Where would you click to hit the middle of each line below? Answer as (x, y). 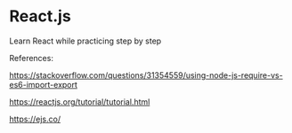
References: (31, 58)
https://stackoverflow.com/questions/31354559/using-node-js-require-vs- (146, 75)
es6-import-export (44, 84)
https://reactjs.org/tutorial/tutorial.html (80, 102)
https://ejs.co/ (35, 119)
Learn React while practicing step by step (85, 41)
